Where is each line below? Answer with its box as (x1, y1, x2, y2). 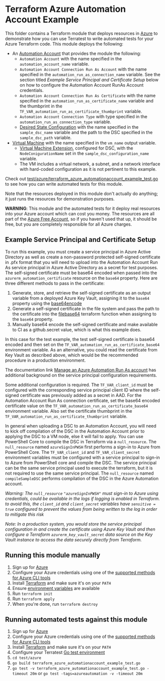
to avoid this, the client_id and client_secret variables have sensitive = (5, 501, 156, 507)
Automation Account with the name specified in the (19, 55, 122, 61)
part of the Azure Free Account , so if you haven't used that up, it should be (5, 216, 157, 222)
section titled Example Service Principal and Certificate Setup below (19, 77, 159, 83)
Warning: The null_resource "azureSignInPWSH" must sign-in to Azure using (5, 490, 159, 496)
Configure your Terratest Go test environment (12, 649, 105, 655)
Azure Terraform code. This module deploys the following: (5, 41, 124, 47)
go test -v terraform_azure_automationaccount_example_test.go (12, 666, 145, 671)
